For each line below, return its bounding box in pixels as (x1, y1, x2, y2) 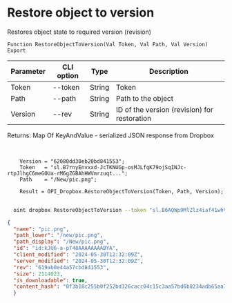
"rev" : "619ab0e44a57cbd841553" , (13, 264, 110, 271)
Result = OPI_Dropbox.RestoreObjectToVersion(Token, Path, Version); (19, 188, 224, 195)
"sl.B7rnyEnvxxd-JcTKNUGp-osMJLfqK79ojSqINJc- (50, 164, 187, 170)
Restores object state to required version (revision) (7, 28, 152, 36)
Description (148, 66, 188, 76)
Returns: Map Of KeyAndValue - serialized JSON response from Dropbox (7, 131, 214, 139)
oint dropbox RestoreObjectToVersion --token (13, 206, 147, 213)
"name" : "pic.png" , (13, 226, 70, 233)
